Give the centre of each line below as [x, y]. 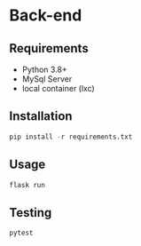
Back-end [46, 16]
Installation [41, 116]
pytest [21, 233]
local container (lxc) [58, 88]
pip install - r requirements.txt [71, 137]
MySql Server [47, 79]
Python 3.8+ [45, 69]
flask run [27, 185]
